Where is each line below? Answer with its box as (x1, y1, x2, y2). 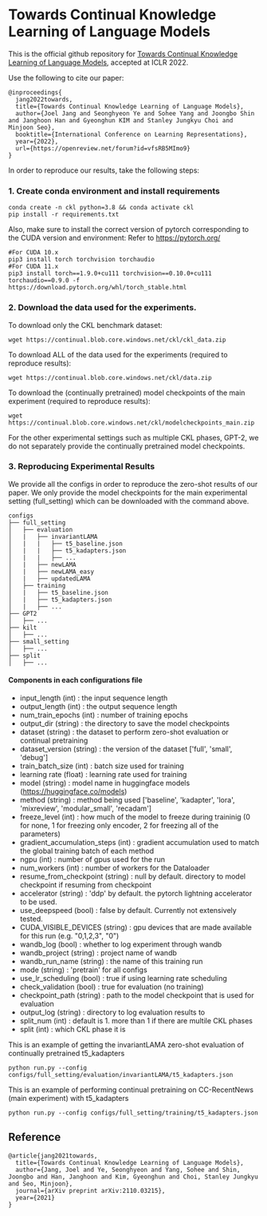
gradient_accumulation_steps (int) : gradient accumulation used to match (19, 838, 260, 847)
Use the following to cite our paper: (8, 73, 124, 82)
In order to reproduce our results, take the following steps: (8, 165, 200, 175)
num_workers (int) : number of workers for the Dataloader (19, 863, 210, 873)
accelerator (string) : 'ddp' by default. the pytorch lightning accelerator (19, 889, 253, 899)
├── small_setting (8, 637, 69, 645)
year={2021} (15, 1194, 56, 1202)
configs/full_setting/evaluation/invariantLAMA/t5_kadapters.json (8, 1071, 234, 1079)
